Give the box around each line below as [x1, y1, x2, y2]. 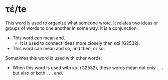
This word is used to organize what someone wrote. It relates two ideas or [5, 20, 158, 26]
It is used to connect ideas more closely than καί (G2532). [20, 40, 140, 46]
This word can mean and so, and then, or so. [12, 45, 105, 51]
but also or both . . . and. [12, 70, 64, 76]
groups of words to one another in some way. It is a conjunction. [5, 25, 138, 31]
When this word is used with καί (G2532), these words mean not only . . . [12, 65, 163, 71]
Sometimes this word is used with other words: [5, 55, 102, 61]
